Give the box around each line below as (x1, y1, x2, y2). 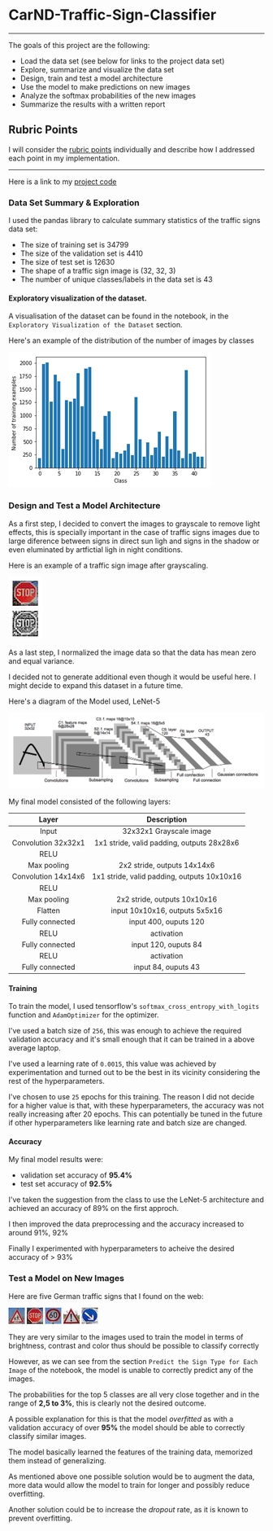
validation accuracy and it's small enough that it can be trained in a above (8, 1034, 255, 1044)
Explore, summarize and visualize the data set (19, 64, 175, 74)
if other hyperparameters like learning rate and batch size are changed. (8, 1118, 248, 1128)
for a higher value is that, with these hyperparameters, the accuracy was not (8, 1101, 264, 1111)
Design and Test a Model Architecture (8, 500, 161, 511)
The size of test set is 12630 (19, 257, 115, 267)
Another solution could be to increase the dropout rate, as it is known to (8, 1504, 249, 1514)
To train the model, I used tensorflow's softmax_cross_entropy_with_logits (8, 1002, 260, 1011)
